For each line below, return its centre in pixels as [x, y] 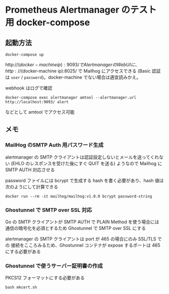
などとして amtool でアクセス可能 [40, 112]
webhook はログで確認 [29, 88]
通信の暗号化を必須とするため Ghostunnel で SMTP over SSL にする [76, 228]
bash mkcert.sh [21, 287]
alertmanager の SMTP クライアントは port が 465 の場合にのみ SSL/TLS [81, 239]
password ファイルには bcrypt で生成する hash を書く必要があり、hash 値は [84, 180]
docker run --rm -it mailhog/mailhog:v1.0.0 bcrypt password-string [79, 196]
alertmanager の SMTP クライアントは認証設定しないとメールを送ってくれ [82, 157]
